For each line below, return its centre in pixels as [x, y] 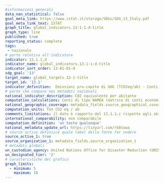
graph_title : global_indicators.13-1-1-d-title [54, 28]
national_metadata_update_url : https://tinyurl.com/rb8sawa [68, 127]
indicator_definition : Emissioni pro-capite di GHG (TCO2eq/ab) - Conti [82, 87]
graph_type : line [23, 32]
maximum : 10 [26, 173]
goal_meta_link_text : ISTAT [34, 23]
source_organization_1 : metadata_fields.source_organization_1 [71, 141]
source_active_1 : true [28, 137]
